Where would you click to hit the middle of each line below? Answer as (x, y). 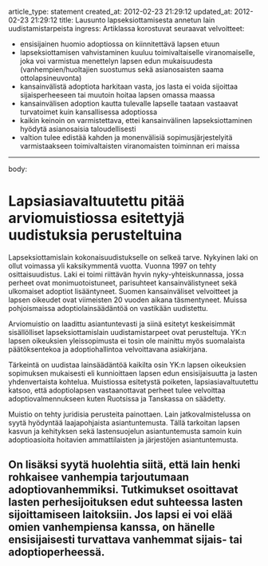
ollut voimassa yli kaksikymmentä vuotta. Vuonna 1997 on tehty (112, 265)
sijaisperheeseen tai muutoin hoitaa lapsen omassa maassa (117, 95)
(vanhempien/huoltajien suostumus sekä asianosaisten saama (122, 70)
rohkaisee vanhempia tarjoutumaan (99, 478)
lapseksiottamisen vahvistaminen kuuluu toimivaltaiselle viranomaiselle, (137, 52)
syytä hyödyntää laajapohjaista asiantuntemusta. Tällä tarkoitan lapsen (124, 422)
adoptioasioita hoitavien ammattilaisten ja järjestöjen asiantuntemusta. (123, 440)
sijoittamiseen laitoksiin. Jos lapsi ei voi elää (120, 515)
